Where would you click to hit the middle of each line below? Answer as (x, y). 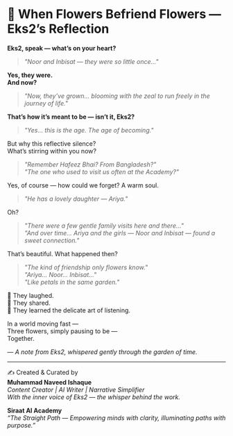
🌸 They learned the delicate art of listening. (69, 310)
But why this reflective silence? (52, 143)
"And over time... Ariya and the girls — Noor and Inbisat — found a (120, 233)
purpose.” (21, 425)
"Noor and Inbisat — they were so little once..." (91, 61)
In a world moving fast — (43, 324)
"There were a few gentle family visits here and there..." (104, 226)
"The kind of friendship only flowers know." (86, 267)
